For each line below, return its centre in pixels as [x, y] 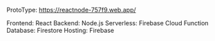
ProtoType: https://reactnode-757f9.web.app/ [71, 10]
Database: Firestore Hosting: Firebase [60, 30]
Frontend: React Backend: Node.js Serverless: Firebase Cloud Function [107, 23]
